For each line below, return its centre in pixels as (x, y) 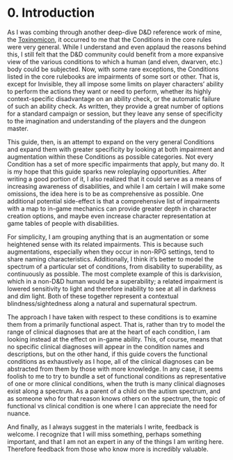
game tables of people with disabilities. (63, 223)
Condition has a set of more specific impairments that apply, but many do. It (116, 164)
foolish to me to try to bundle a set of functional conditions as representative (117, 376)
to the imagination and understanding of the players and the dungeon (107, 121)
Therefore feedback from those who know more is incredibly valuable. (108, 449)
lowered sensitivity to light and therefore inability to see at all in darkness (112, 289)
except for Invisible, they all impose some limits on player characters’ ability (115, 84)
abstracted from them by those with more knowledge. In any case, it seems (115, 369)
